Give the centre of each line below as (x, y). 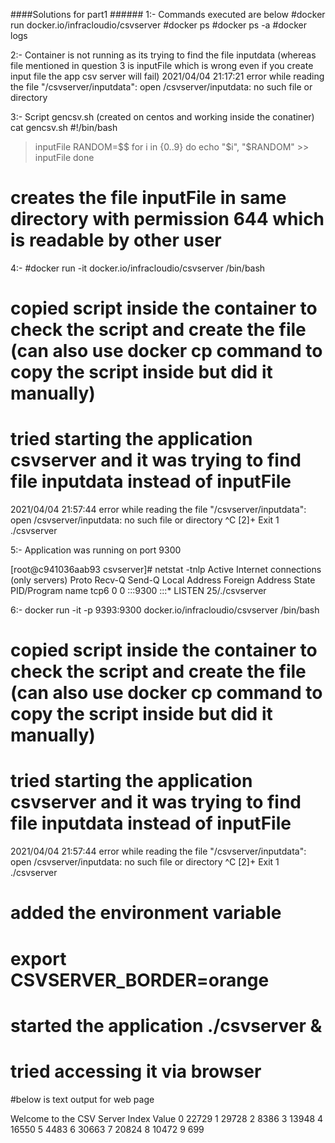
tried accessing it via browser (136, 1071)
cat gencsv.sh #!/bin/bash (64, 127)
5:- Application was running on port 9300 (96, 550)
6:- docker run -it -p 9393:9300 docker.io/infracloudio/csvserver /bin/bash (165, 610)
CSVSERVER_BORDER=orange (140, 980)
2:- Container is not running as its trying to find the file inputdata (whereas (163, 55)
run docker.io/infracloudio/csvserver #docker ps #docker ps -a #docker (159, 25)
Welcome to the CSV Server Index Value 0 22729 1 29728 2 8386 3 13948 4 (167, 1118)
